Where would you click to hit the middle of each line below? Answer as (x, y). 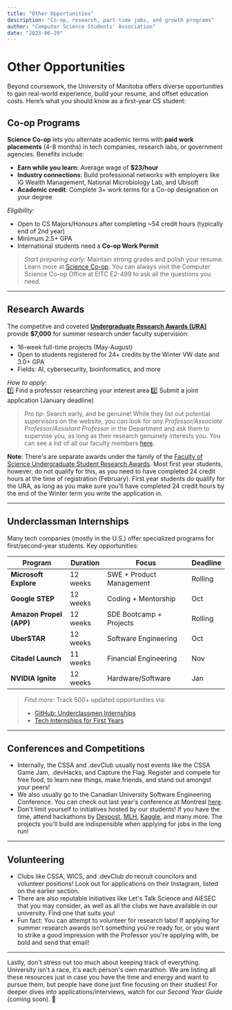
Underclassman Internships (68, 522)
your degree (35, 197)
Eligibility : (21, 210)
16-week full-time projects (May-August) (75, 347)
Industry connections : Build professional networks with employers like (118, 175)
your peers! (33, 787)
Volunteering (36, 859)
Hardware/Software (139, 678)
